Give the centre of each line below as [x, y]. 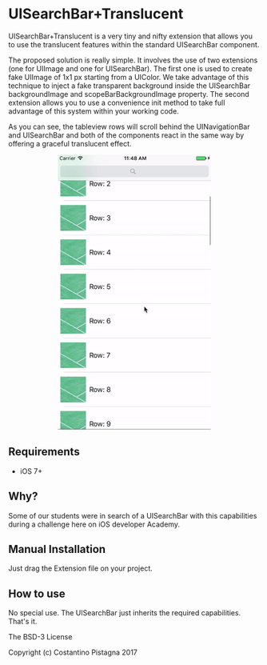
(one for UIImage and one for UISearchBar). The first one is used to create [131, 68]
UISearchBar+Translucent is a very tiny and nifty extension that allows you [131, 36]
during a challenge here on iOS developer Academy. [94, 524]
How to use [37, 593]
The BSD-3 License [40, 637]
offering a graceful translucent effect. [70, 143]
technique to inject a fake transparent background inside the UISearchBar [130, 86]
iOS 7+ [31, 471]
